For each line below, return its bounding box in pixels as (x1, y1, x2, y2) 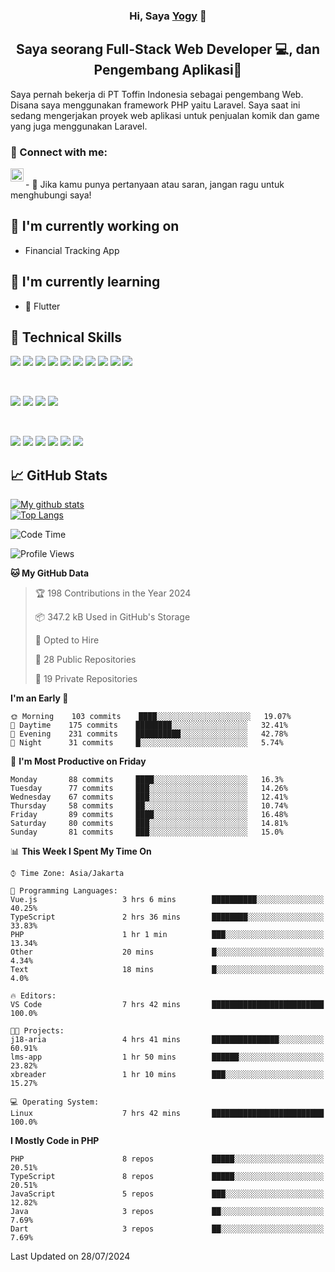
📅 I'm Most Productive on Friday (10, 755, 147, 768)
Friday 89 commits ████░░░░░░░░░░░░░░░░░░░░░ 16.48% (10, 810, 288, 820)
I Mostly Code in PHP (10, 1135, 100, 1147)
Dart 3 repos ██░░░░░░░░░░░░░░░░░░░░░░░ (10, 1224, 325, 1234)
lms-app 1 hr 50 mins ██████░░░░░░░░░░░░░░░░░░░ (10, 1052, 325, 1063)
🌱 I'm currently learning (10, 274, 161, 291)
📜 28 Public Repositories (34, 654, 137, 666)
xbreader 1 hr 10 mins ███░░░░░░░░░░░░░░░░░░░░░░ (10, 1070, 325, 1080)
